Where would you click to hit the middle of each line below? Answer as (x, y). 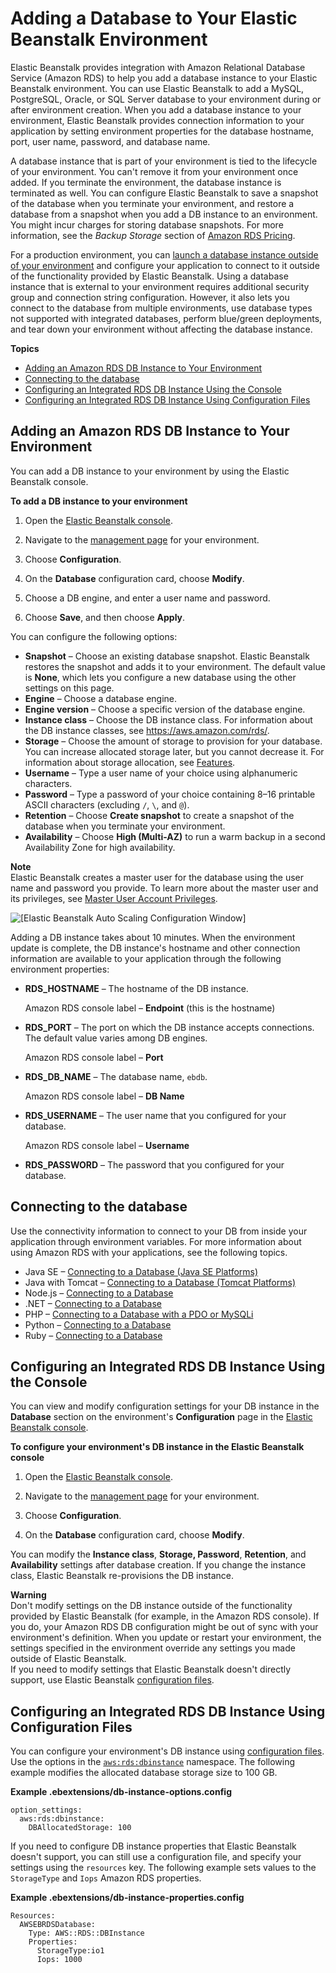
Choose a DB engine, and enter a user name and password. (147, 598)
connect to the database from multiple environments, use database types (161, 308)
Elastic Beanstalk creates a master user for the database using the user (157, 877)
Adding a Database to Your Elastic (154, 18)
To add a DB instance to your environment (99, 501)
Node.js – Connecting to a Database (99, 1293)
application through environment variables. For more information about (156, 1241)
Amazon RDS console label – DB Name (104, 1096)
